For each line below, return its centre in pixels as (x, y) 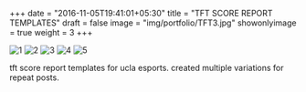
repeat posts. (34, 77)
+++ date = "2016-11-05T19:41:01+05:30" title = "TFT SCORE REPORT (141, 13)
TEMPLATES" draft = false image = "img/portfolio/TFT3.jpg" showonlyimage (153, 23)
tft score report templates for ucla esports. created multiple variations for (147, 68)
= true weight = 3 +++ (51, 32)
